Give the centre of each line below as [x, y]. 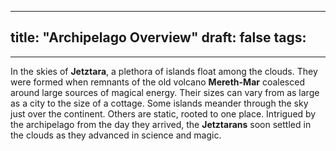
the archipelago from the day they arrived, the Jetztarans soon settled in [161, 124]
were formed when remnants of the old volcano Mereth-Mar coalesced [157, 82]
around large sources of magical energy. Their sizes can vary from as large [165, 92]
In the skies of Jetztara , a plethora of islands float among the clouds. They [164, 71]
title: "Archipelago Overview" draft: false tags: [158, 37]
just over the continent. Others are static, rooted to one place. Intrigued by [163, 113]
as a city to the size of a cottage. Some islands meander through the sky [159, 103]
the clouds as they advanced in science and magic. [116, 135]
